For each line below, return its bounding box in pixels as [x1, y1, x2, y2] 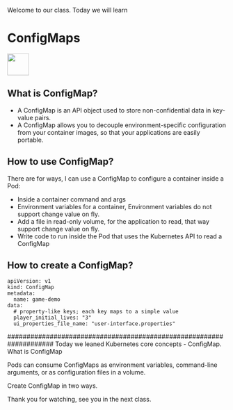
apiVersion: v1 [7, 278, 51, 285]
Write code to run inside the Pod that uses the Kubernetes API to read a [17, 232, 223, 240]
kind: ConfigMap [7, 284, 54, 291]
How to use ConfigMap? [7, 156, 114, 167]
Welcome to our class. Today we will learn [7, 6, 128, 14]
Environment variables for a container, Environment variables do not [17, 202, 212, 211]
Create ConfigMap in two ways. [7, 382, 98, 390]
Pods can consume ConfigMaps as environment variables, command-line [7, 361, 218, 369]
